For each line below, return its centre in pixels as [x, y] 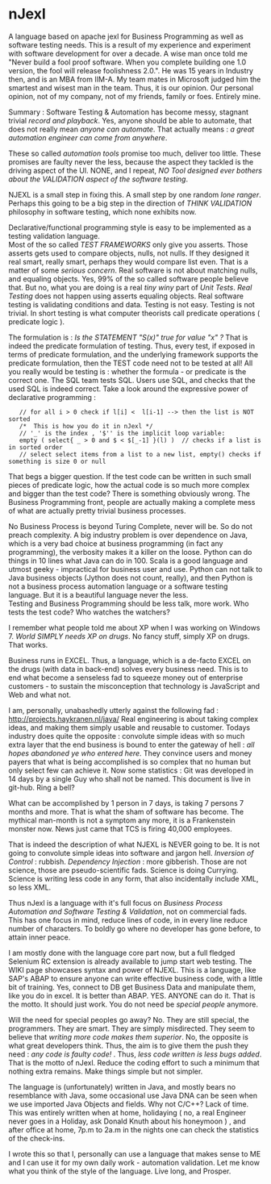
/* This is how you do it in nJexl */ [86, 426]
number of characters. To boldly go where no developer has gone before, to [135, 928]
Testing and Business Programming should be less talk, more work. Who [129, 603]
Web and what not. [40, 694]
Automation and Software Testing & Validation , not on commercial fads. [128, 911]
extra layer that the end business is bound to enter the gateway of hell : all [131, 744]
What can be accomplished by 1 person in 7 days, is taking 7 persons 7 [126, 803]
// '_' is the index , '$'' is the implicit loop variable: [122, 433]
